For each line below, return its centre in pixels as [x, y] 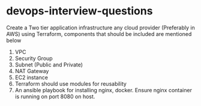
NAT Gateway [32, 71]
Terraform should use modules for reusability [71, 84]
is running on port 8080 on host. [55, 96]
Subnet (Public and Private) [49, 65]
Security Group [34, 58]
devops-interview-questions [79, 11]
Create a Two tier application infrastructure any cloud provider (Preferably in [100, 28]
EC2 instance [31, 77]
